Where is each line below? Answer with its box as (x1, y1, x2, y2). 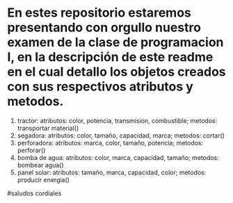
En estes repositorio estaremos (7, 5, 191, 21)
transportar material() (17, 124, 79, 132)
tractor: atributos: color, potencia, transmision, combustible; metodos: (17, 116, 218, 124)
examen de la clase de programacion (7, 35, 224, 50)
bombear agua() (17, 161, 64, 169)
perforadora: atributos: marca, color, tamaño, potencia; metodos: (17, 138, 204, 147)
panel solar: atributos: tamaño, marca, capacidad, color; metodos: (17, 168, 207, 177)
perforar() (17, 146, 46, 154)
